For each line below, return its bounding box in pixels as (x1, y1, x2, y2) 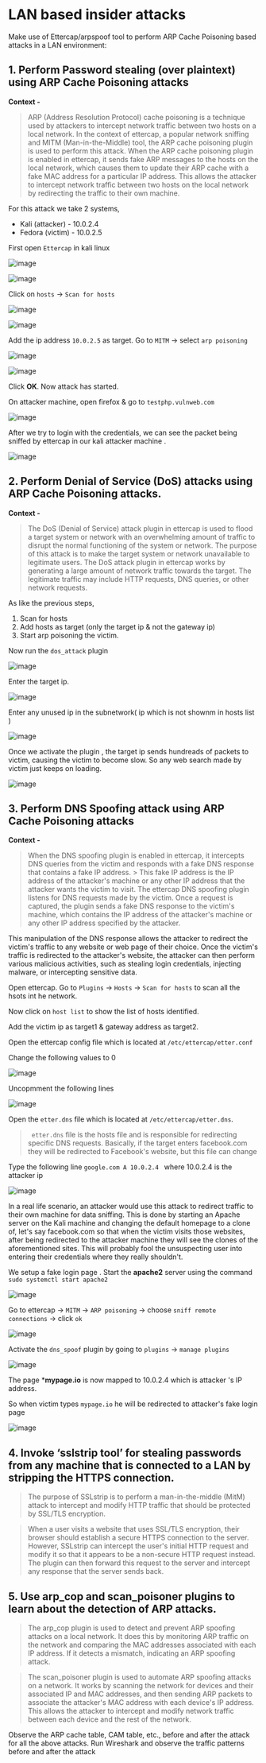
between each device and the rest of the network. (27, 1715, 192, 1724)
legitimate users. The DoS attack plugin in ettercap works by (27, 557, 226, 567)
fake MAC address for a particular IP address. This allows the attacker (27, 171, 256, 180)
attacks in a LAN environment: (8, 40, 107, 49)
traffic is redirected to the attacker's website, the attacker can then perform (8, 951, 256, 960)
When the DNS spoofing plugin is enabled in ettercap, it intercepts (27, 851, 245, 860)
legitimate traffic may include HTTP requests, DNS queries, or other (27, 574, 249, 583)
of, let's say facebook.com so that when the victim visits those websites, (8, 1226, 245, 1237)
